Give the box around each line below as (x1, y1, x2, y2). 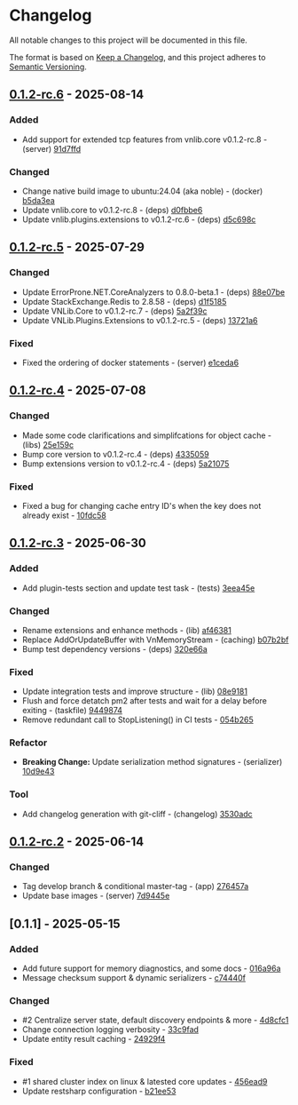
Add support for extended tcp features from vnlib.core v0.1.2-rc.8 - (21, 134, 268, 145)
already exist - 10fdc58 (21, 510, 106, 521)
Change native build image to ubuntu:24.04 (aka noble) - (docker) (21, 186, 263, 196)
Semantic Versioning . (9, 61, 87, 72)
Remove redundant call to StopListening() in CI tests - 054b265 (21, 714, 255, 725)
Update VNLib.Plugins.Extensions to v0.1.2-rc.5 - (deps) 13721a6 (21, 314, 259, 325)
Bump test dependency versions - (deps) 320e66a (21, 643, 208, 654)
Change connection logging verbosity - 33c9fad (21, 1024, 200, 1035)
